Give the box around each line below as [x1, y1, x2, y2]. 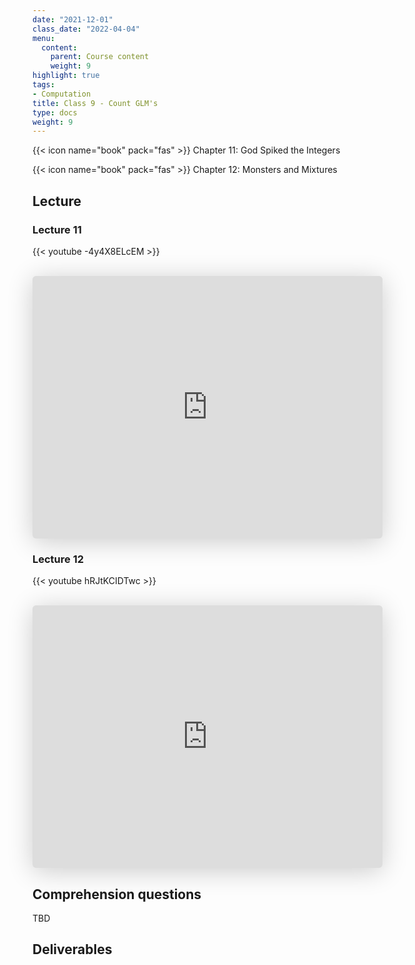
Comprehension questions [32, 886, 202, 903]
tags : [32, 80, 55, 90]
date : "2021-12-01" [32, 14, 114, 25]
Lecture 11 [32, 222, 82, 236]
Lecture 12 [32, 552, 85, 566]
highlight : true [32, 71, 100, 81]
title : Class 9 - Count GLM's [32, 98, 159, 108]
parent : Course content [50, 52, 150, 62]
